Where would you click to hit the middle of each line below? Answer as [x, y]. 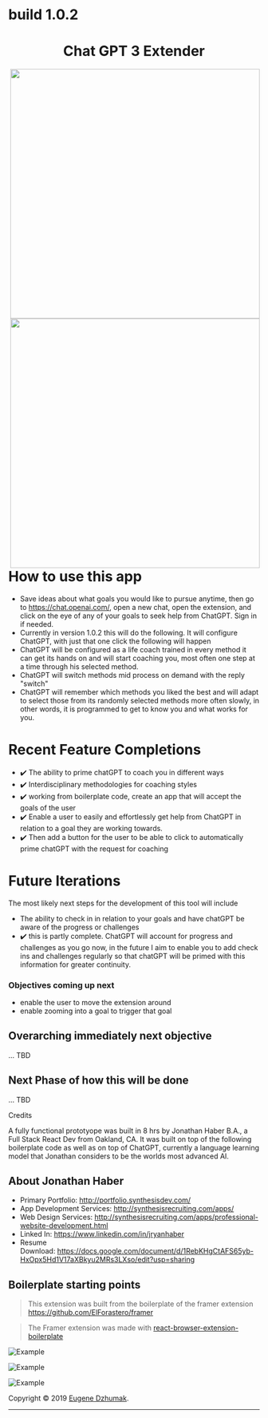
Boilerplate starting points [75, 1284]
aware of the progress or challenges [79, 927]
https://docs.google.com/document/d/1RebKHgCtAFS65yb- [155, 1251]
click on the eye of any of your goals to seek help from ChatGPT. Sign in [138, 616]
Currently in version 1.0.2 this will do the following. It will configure [128, 632]
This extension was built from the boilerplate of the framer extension [140, 1304]
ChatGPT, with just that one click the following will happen [115, 641]
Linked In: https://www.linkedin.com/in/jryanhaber [102, 1234]
